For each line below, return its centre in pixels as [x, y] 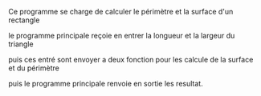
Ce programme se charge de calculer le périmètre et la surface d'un [121, 12]
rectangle [24, 20]
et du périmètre [34, 68]
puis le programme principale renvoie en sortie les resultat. [106, 84]
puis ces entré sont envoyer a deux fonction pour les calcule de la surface [131, 60]
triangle [21, 44]
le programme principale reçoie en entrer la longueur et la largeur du [122, 36]
